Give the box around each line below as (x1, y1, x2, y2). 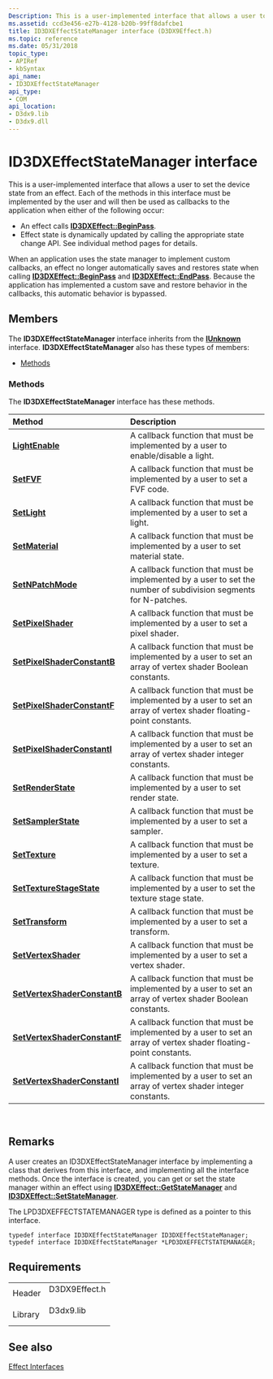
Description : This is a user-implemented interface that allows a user (8, 11, 256, 20)
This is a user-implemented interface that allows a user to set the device (8, 179, 250, 189)
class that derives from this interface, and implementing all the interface (8, 1165, 249, 1174)
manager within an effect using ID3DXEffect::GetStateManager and (8, 1182, 237, 1192)
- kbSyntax (8, 65, 45, 73)
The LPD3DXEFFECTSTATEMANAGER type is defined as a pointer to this (8, 1207, 252, 1217)
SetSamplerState (12, 815, 80, 827)
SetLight (12, 507, 46, 518)
